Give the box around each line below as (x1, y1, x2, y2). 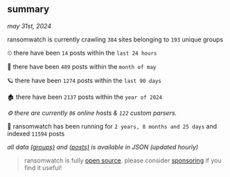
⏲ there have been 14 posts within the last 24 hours (7, 48, 157, 57)
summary (7, 3, 50, 15)
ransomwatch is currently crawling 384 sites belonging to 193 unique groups (7, 35, 224, 44)
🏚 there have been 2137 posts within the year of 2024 (7, 93, 163, 101)
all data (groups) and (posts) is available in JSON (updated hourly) (7, 142, 199, 151)
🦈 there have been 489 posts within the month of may (7, 62, 157, 71)
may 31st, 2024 (7, 21, 52, 30)
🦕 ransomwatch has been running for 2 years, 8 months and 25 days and (7, 122, 218, 130)
